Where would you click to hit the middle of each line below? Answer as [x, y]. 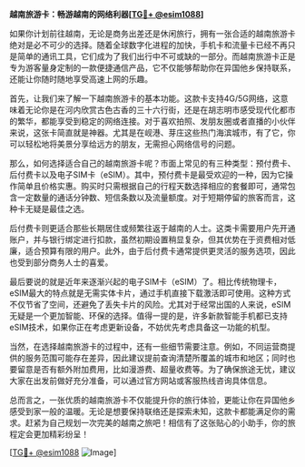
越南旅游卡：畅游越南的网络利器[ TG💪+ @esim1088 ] [107, 14]
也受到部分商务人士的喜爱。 [61, 262]
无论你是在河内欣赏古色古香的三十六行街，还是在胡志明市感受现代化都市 [160, 110]
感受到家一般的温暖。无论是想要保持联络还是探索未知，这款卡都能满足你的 [148, 411]
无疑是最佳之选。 [57, 209]
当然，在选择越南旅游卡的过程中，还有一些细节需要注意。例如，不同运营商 [148, 346]
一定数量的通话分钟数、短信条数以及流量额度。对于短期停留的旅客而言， [152, 198]
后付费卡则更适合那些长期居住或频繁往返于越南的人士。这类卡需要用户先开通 [152, 228]
